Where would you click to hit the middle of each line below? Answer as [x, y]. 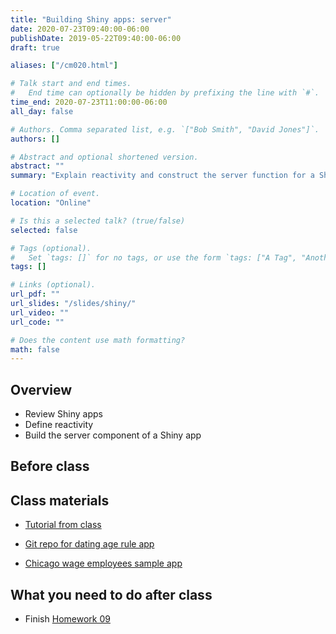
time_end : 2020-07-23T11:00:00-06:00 [89, 102]
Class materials [60, 500]
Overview [41, 389]
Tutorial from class [63, 525]
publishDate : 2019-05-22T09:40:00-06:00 [96, 38]
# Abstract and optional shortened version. [104, 157]
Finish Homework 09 [67, 619]
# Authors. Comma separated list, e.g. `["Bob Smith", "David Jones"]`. [165, 129]
